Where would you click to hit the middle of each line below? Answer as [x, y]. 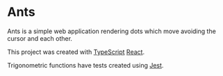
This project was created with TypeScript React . [76, 52]
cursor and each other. [40, 38]
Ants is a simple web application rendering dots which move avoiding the [112, 31]
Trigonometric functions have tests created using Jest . [85, 65]
